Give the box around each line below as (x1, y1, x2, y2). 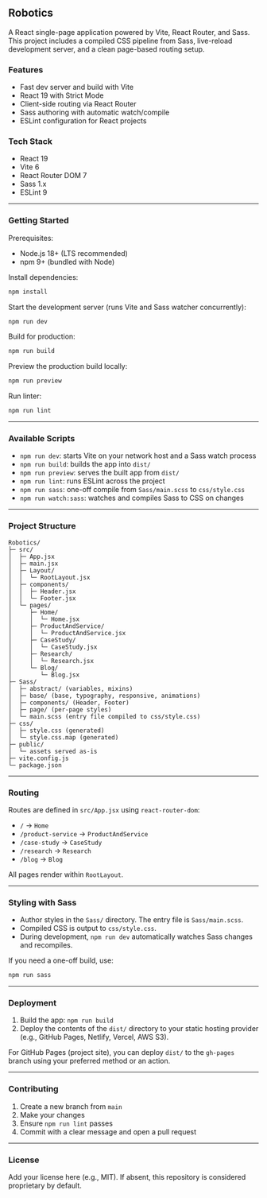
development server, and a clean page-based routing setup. (8, 44, 205, 54)
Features (8, 64, 44, 75)
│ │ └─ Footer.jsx (8, 594, 77, 603)
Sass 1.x (19, 179, 47, 189)
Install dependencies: (8, 272, 79, 281)
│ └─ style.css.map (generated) (8, 733, 119, 742)
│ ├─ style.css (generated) (8, 727, 105, 735)
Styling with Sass (8, 897, 77, 908)
